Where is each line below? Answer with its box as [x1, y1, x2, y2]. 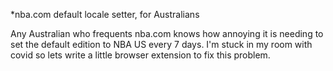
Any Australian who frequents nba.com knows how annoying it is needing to [10, 28, 324, 39]
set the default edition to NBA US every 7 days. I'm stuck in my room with [10, 39, 313, 50]
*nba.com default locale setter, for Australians [10, 9, 200, 20]
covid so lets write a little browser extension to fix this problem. [10, 49, 271, 61]
